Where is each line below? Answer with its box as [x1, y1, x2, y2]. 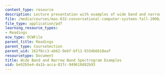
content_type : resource [5, 7, 54, 12]
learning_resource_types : [5, 26, 58, 31]
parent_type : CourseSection [5, 44, 63, 49]
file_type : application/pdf [5, 21, 63, 26]
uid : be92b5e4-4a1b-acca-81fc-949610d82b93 [5, 62, 96, 67]
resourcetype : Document [5, 53, 54, 58]
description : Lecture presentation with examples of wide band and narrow [5, 12, 162, 17]
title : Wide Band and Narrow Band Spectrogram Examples [5, 58, 122, 63]
